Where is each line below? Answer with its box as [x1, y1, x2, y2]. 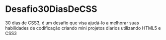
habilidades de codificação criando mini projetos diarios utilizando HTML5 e [5, 25, 161, 31]
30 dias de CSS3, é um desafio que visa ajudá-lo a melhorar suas [5, 20, 139, 26]
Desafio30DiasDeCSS [5, 3, 97, 15]
